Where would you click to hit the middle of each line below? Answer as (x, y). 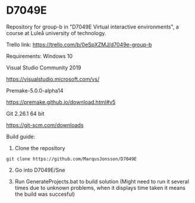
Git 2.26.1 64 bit (25, 113)
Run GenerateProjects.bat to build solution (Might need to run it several (102, 181)
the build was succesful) (45, 194)
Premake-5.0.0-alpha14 (35, 90)
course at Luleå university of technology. (56, 33)
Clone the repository (40, 148)
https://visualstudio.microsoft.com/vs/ (53, 79)
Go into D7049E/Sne (40, 170)
